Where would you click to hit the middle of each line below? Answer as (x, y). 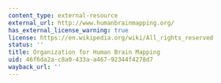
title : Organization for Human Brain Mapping (84, 52)
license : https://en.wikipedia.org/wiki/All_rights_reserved (111, 38)
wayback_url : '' (35, 67)
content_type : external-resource (63, 15)
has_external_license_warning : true (68, 30)
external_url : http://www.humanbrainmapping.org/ (92, 23)
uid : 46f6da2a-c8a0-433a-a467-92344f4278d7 (81, 60)
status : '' (26, 45)
